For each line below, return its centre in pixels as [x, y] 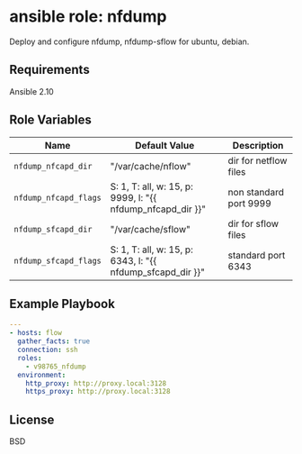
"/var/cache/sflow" [150, 229]
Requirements [49, 70]
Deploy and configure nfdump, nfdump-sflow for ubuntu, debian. [129, 41]
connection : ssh [48, 350]
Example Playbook [62, 304]
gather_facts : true [54, 341]
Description [258, 145]
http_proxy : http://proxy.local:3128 [96, 383]
